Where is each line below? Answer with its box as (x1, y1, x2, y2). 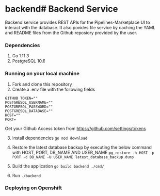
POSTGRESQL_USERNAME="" (5, 100, 53, 105)
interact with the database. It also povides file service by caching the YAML (5, 24, 156, 30)
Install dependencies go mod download (12, 135, 88, 141)
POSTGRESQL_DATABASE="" (5, 108, 53, 114)
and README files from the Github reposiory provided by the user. (5, 30, 137, 35)
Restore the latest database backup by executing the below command (12, 144, 152, 150)
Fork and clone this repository (12, 81, 72, 87)
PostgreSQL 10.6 (12, 58, 46, 64)
